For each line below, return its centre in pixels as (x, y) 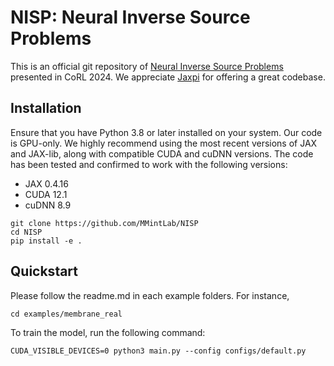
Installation (46, 108)
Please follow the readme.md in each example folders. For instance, (150, 295)
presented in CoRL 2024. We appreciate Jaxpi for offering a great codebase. (168, 77)
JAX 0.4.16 (46, 183)
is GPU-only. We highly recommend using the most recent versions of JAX (164, 143)
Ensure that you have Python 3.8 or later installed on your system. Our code (166, 132)
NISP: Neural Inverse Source (130, 17)
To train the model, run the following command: (108, 332)
